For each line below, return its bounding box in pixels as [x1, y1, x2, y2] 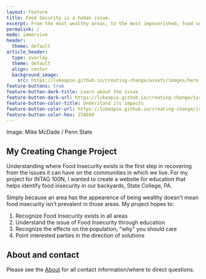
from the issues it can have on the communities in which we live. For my [6, 169, 188, 177]
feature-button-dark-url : [6, 94, 72, 101]
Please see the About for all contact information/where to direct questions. [6, 266, 195, 273]
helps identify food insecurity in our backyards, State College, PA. [6, 182, 173, 189]
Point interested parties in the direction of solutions [15, 232, 145, 239]
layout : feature [6, 9, 48, 15]
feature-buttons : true [6, 83, 64, 90]
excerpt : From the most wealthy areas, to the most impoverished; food [6, 20, 193, 26]
